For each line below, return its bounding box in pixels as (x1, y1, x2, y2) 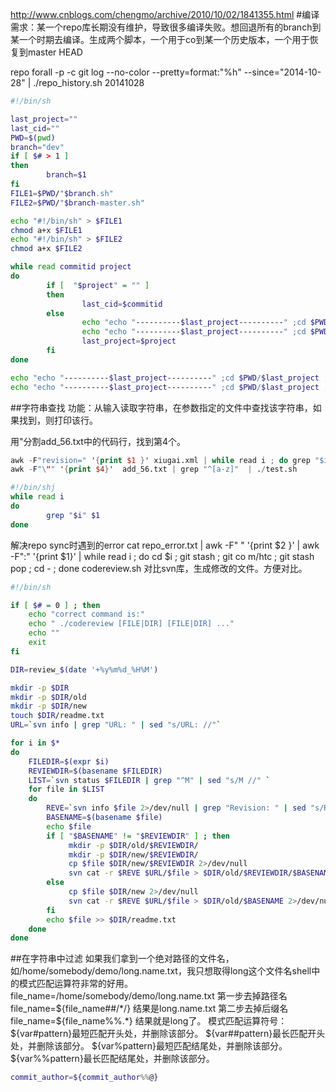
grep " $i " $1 (46, 510, 101, 520)
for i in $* (10, 738, 60, 748)
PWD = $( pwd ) (10, 133, 56, 143)
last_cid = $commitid (81, 299, 163, 309)
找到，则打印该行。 (18, 414, 98, 426)
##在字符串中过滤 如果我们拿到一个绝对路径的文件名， (10, 953, 235, 965)
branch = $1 (46, 170, 87, 180)
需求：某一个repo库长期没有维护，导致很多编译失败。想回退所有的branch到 (10, 21, 322, 33)
